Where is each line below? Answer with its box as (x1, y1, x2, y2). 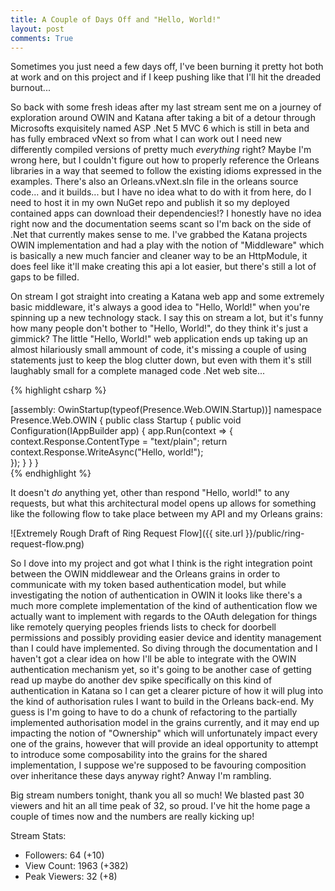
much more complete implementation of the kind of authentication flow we (10, 600, 318, 612)
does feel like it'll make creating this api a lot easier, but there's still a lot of (10, 261, 317, 273)
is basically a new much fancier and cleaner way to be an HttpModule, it (10, 250, 308, 262)
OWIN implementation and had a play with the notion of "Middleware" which (10, 239, 325, 251)
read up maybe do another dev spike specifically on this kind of (10, 674, 273, 686)
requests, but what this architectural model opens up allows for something (10, 497, 317, 510)
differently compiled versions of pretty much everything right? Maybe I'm (10, 144, 312, 156)
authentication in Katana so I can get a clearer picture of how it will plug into (10, 685, 324, 697)
